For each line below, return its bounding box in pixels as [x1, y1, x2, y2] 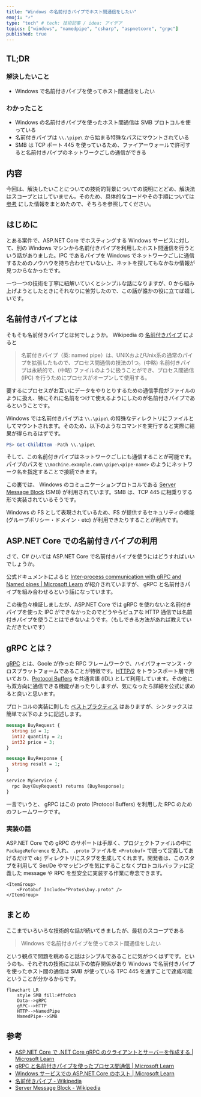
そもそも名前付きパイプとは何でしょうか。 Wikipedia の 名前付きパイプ [6, 331, 182, 338]
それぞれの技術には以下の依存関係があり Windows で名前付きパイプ [26, 960, 195, 967]
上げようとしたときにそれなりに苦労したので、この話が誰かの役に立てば [6, 287, 185, 294]
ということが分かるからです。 [6, 975, 80, 982]
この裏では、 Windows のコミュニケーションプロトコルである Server [6, 481, 176, 488]
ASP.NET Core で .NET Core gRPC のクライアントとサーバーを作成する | [14, 1048, 194, 1055]
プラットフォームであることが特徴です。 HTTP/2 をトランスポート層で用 [16, 667, 194, 675]
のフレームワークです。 [6, 808, 64, 815]
